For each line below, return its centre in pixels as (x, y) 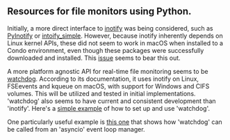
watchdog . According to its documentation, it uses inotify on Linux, (103, 79)
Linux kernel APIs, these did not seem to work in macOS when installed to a (115, 43)
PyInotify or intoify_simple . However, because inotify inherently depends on (115, 36)
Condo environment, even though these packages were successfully (106, 50)
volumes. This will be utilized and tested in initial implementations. (101, 93)
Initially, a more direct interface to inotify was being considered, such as (110, 28)
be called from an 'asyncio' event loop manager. (76, 129)
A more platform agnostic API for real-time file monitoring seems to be (108, 71)
